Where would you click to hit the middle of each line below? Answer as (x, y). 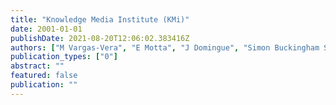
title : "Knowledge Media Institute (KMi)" (100, 19)
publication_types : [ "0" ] (64, 57)
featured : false (44, 76)
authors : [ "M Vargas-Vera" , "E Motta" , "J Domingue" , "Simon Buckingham (165, 47)
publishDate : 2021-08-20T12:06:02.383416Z (100, 38)
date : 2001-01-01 (46, 29)
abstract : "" (37, 66)
